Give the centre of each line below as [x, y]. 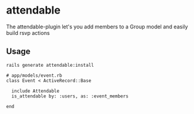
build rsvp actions [28, 32]
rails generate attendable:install [50, 65]
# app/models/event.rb [34, 75]
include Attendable [36, 91]
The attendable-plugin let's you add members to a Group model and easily [97, 27]
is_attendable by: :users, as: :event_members [70, 96]
